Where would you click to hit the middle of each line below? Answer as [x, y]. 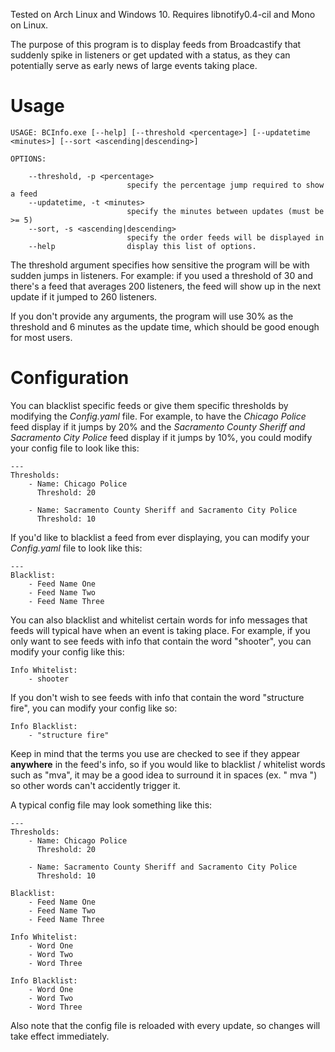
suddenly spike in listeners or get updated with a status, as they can [150, 55]
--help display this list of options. [142, 246]
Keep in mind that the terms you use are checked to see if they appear [155, 753]
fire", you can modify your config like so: [94, 708]
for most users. [41, 337]
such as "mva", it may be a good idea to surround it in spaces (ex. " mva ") [164, 775]
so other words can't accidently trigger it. [95, 785]
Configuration [70, 378]
